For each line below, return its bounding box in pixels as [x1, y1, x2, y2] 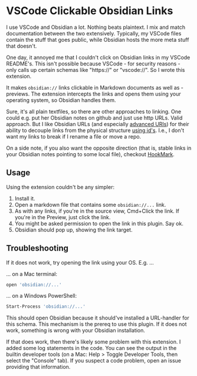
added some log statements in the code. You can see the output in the [6, 345, 177, 352]
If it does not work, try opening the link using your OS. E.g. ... [6, 259, 155, 266]
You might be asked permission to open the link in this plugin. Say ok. [14, 220, 184, 227]
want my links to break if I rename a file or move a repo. [6, 133, 142, 140]
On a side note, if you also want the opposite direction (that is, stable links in [6, 144, 192, 151]
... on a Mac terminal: [6, 270, 58, 278]
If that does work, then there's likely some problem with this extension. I [6, 338, 181, 345]
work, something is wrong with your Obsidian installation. [6, 327, 146, 334]
